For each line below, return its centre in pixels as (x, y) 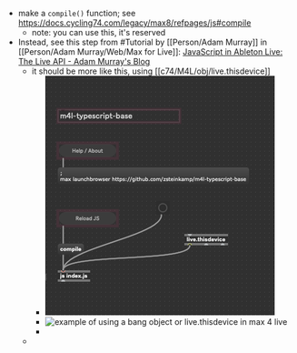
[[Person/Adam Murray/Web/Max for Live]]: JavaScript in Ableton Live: (150, 52)
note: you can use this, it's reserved (99, 32)
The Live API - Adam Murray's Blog (84, 61)
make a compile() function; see (77, 13)
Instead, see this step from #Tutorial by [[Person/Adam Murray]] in (143, 42)
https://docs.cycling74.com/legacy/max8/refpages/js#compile (134, 23)
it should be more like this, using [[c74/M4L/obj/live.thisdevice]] (151, 71)
